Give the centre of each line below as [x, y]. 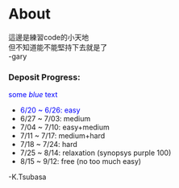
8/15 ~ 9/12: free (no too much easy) [81, 161]
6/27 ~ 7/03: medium [55, 119]
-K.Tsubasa [27, 177]
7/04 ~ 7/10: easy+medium [65, 127]
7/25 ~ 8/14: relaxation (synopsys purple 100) [96, 153]
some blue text [33, 95]
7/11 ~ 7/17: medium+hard [62, 136]
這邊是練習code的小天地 [49, 37]
